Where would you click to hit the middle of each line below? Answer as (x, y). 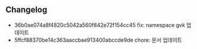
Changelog (26, 10)
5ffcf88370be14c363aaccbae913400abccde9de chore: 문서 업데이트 (98, 40)
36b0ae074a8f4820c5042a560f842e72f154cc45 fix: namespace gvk (100, 25)
